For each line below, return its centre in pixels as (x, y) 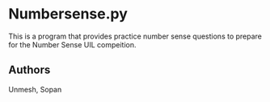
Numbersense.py (68, 14)
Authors (30, 70)
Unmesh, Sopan (35, 89)
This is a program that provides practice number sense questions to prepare (135, 36)
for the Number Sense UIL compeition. (72, 44)
